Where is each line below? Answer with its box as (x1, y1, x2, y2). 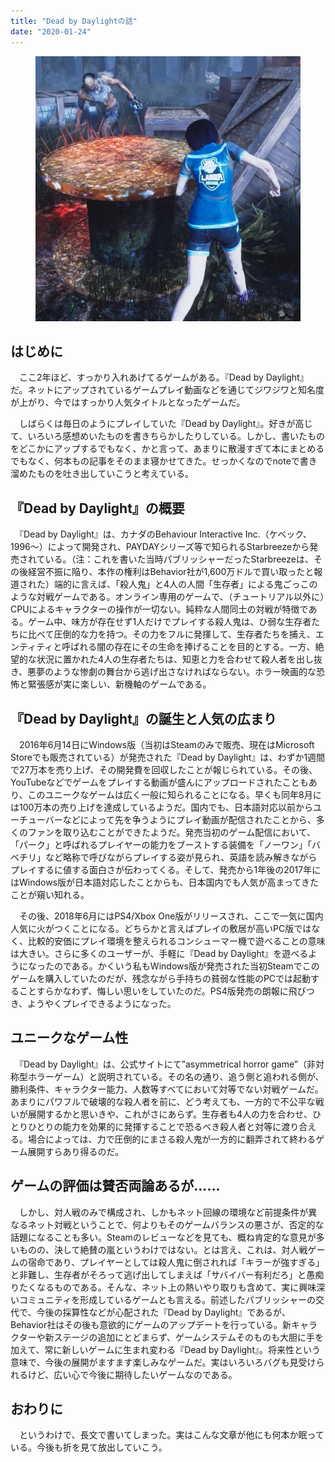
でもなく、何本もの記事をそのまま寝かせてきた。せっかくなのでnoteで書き (10, 455, 318, 467)
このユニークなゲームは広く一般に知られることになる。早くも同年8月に (27, 788, 322, 800)
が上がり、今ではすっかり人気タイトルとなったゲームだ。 (10, 396, 246, 409)
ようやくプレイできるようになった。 (27, 997, 177, 1009)
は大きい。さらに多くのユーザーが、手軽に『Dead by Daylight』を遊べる (10, 947, 309, 959)
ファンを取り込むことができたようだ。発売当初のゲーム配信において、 (27, 826, 317, 838)
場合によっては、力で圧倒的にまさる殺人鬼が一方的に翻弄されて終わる (27, 1133, 317, 1145)
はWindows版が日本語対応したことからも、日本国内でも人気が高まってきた (10, 876, 319, 888)
